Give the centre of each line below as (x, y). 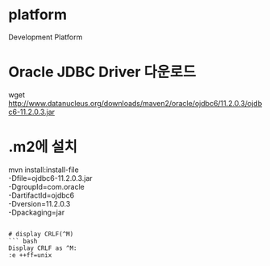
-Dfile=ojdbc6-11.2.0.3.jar (50, 178)
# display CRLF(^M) (41, 234)
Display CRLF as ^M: (43, 248)
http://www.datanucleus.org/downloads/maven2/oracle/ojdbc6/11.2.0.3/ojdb (135, 103)
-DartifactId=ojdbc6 (42, 195)
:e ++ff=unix (30, 255)
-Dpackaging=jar (37, 212)
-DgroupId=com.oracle (46, 186)
